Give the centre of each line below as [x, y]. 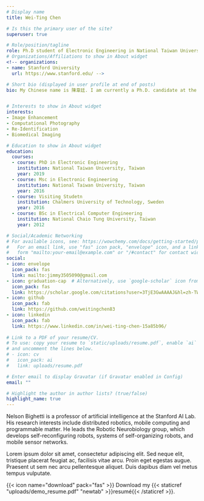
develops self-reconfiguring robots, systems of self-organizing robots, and [100, 436]
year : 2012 [31, 225]
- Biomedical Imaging [34, 134]
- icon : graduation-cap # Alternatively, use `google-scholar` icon [96, 281]
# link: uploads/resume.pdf [45, 365]
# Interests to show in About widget [54, 106]
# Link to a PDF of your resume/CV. [53, 337]
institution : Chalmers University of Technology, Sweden [91, 202]
